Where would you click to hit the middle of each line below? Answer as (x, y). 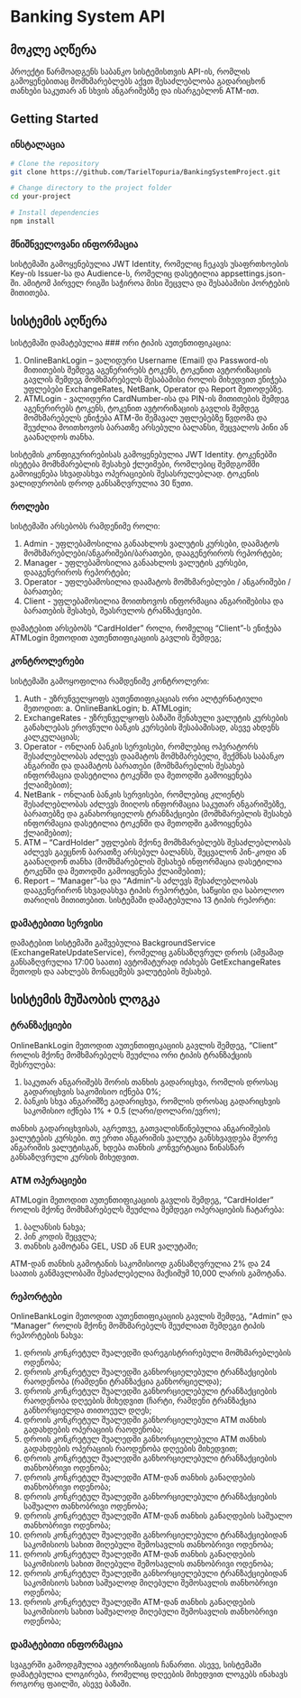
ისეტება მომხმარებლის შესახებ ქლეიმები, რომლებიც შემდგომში (135, 464)
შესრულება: (33, 1064)
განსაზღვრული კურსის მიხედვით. (75, 1157)
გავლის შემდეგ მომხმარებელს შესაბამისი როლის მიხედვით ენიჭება (155, 380)
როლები (30, 506)
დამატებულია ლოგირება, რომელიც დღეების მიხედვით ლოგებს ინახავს (149, 1674)
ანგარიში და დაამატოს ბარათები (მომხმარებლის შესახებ (134, 765)
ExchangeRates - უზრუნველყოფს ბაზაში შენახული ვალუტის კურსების (155, 717)
